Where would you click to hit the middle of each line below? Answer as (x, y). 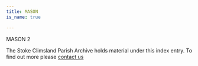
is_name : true (24, 17)
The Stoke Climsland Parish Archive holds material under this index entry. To (99, 50)
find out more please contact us (45, 57)
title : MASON (22, 11)
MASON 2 (18, 39)
